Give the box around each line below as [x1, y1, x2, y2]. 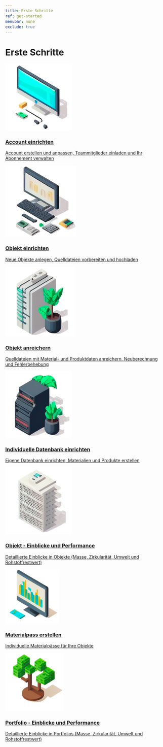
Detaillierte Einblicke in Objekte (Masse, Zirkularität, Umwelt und [5, 554, 139, 560]
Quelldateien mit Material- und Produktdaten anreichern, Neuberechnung [5, 356, 158, 362]
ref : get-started [5, 13, 42, 19]
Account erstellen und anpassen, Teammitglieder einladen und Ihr [5, 150, 143, 156]
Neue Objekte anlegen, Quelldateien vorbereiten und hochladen [5, 256, 138, 263]
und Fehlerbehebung [5, 361, 49, 368]
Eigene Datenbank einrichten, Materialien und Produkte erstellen [5, 458, 140, 464]
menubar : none [5, 19, 35, 24]
